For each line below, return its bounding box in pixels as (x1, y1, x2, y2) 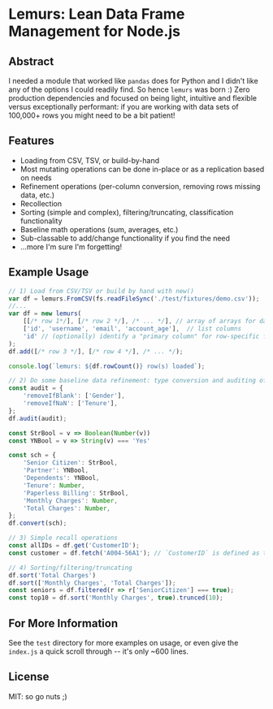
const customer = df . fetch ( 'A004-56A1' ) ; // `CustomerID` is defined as (8, 549, 260, 557)
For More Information (8, 616, 119, 630)
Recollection (19, 198, 63, 208)
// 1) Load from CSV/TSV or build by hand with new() (8, 287, 195, 295)
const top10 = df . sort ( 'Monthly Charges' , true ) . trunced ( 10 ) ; (8, 594, 223, 602)
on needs (19, 172, 52, 183)
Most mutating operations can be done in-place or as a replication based (19, 164, 265, 174)
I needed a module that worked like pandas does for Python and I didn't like (8, 76, 258, 85)
